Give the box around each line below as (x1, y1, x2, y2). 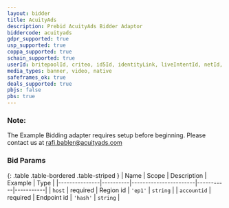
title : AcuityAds (7, 16, 57, 23)
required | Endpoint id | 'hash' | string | (7, 193, 120, 201)
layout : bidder (7, 10, 51, 17)
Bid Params (7, 156, 46, 165)
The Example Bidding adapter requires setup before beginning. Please (7, 131, 206, 139)
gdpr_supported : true (7, 36, 69, 43)
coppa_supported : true (7, 49, 72, 56)
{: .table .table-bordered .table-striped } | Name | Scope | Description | (7, 171, 207, 179)
